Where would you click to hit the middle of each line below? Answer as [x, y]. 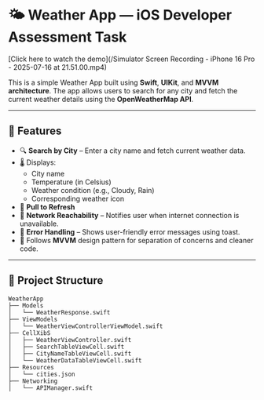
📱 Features [35, 131]
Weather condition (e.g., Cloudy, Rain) [93, 190]
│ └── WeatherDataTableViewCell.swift [75, 360]
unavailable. [39, 224]
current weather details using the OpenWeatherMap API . [101, 99]
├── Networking [33, 381]
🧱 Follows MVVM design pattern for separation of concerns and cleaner [136, 240]
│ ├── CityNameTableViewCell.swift [70, 354]
